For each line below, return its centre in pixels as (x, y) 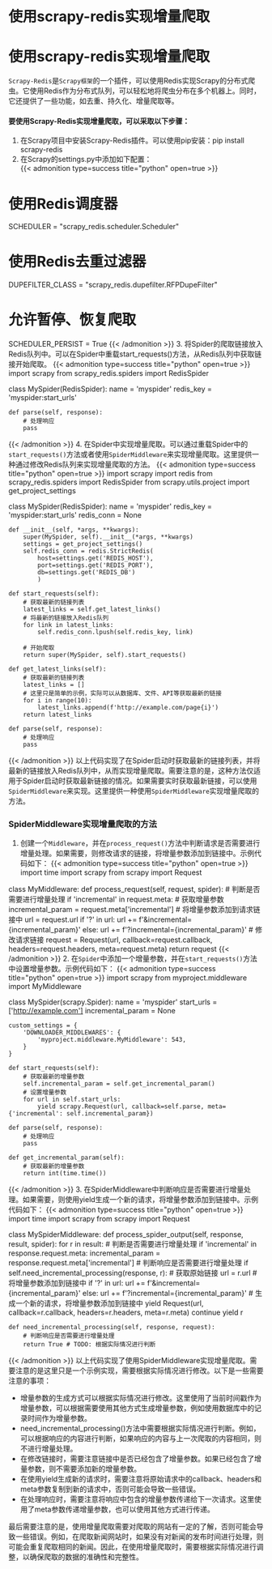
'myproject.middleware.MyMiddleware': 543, (112, 1040)
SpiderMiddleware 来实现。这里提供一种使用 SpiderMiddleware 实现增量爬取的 (134, 791)
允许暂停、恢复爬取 (72, 320)
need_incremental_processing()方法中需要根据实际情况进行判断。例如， (140, 1428)
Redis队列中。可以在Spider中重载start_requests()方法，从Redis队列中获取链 (135, 354)
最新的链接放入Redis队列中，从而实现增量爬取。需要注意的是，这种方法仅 (131, 771)
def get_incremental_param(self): (67, 1158)
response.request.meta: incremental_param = (85, 1253)
